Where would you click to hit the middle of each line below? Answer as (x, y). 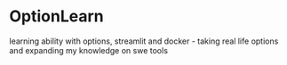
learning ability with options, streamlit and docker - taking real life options (144, 41)
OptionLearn (56, 16)
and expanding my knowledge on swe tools (89, 50)
